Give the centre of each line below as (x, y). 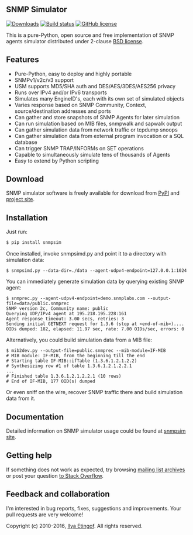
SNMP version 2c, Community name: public (57, 309)
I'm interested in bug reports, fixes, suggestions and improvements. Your (94, 508)
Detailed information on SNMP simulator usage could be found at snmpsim (96, 431)
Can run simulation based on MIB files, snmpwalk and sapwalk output (98, 123)
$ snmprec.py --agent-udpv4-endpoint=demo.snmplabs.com (75, 298)
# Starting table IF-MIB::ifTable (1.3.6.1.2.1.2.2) (72, 361)
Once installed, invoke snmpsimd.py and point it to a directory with (86, 254)
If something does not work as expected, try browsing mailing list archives (96, 470)
